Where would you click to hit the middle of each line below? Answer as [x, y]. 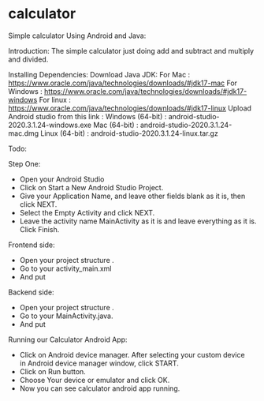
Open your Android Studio [62, 179]
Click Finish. [39, 229]
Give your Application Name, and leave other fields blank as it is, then [132, 196]
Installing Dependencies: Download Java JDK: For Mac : [99, 74]
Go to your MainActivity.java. [66, 316]
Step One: [24, 163]
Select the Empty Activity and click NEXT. [87, 212]
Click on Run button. [53, 371]
